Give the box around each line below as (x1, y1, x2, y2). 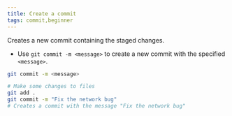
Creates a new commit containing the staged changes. (7, 36, 165, 44)
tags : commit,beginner (7, 17, 73, 24)
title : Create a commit (7, 10, 77, 17)
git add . (7, 89, 36, 96)
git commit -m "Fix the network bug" (7, 96, 117, 103)
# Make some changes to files (7, 83, 96, 90)
